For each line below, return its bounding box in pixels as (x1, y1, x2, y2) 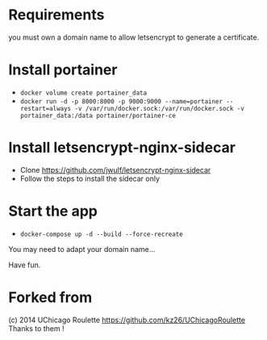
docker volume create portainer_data (19, 89, 148, 97)
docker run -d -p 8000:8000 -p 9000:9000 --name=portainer (19, 97, 223, 106)
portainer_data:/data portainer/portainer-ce (19, 111, 176, 120)
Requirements (8, 6, 105, 24)
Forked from (8, 288, 93, 306)
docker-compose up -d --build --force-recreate (19, 230, 183, 238)
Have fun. (8, 260, 41, 270)
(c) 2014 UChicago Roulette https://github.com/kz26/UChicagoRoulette (8, 315, 246, 325)
